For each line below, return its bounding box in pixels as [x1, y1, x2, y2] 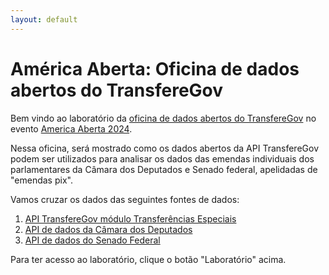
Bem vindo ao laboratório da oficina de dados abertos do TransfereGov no [10, 112, 317, 124]
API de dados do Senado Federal [24, 234, 161, 246]
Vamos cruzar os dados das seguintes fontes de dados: [10, 193, 240, 205]
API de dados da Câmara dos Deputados [24, 223, 193, 235]
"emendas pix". [10, 174, 73, 186]
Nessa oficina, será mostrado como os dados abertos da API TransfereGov [10, 142, 319, 154]
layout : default [10, 14, 78, 25]
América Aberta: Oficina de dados [10, 57, 300, 80]
